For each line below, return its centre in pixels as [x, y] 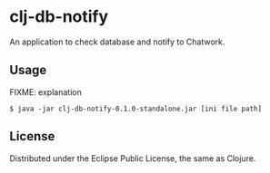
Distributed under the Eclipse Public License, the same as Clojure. [133, 158]
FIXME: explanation [45, 91]
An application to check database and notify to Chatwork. [117, 42]
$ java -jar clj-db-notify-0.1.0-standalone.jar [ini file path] [135, 109]
